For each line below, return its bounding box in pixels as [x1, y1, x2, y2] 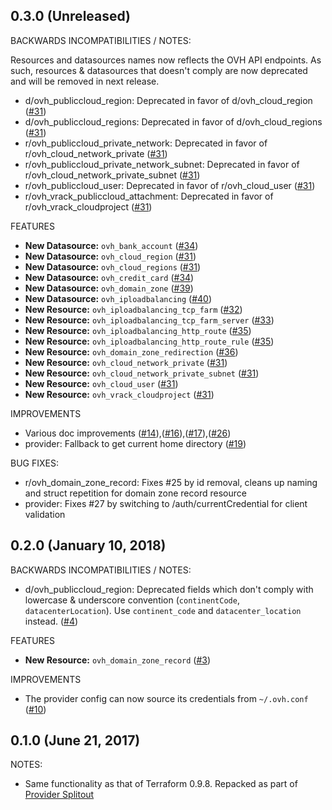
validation [24, 508, 66, 520]
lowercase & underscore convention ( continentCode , [24, 594, 240, 606]
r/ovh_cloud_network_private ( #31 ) [24, 147, 168, 159]
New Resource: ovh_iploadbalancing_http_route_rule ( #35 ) [24, 335, 275, 347]
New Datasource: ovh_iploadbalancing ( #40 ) [24, 292, 213, 304]
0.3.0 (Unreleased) [10, 8, 132, 25]
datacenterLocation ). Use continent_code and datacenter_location [24, 604, 302, 616]
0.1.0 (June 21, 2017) [10, 732, 141, 749]
